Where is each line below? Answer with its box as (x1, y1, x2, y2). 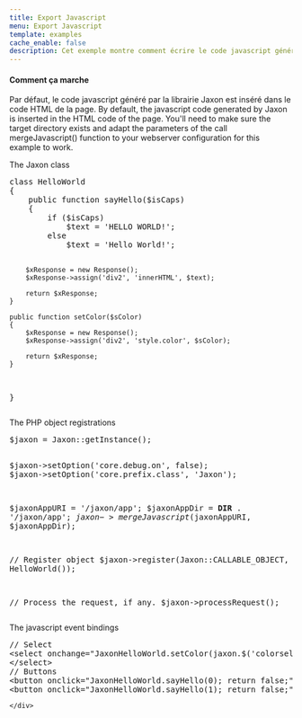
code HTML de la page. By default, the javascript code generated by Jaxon (9, 104, 288, 115)
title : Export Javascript (9, 13, 106, 22)
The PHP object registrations (9, 417, 116, 428)
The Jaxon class (9, 159, 70, 171)
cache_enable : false (9, 38, 87, 48)
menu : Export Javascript (9, 22, 102, 31)
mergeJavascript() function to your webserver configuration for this (9, 132, 261, 144)
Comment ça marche (9, 74, 90, 85)
